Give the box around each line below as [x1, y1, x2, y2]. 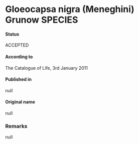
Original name [5, 99, 35, 105]
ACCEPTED [5, 42, 29, 48]
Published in [5, 76, 32, 82]
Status [5, 31, 20, 37]
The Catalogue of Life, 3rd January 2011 [5, 65, 88, 71]
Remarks [5, 122, 28, 129]
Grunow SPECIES [5, 14, 78, 26]
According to [5, 54, 33, 60]
